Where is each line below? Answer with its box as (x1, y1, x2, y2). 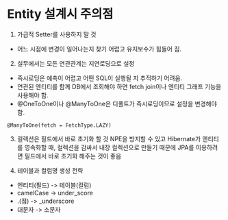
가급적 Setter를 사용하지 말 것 (16, 30, 97, 38)
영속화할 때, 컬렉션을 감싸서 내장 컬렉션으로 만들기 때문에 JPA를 (24, 143, 194, 151)
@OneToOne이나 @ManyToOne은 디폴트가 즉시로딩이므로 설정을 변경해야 (16, 99, 217, 108)
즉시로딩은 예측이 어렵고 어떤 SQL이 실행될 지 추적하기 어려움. (16, 73, 183, 82)
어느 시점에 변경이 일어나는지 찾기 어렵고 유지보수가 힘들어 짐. (16, 45, 182, 53)
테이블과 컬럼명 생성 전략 (16, 166, 84, 175)
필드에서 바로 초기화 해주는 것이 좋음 (24, 151, 122, 160)
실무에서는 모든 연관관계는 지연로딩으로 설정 (16, 59, 135, 67)
